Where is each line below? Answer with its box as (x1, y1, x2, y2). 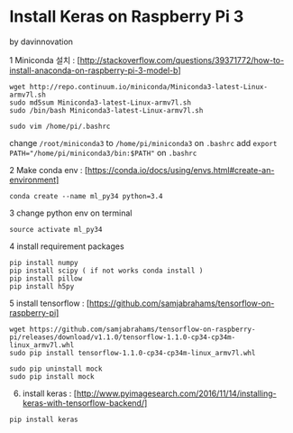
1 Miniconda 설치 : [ (9, 54, 81, 65)
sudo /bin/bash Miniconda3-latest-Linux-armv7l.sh (9, 106, 204, 115)
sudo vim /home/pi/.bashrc (9, 122, 111, 131)
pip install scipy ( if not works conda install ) (9, 266, 204, 275)
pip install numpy (9, 258, 78, 267)
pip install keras (9, 415, 78, 424)
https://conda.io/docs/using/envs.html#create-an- (87, 164, 275, 175)
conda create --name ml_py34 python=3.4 (9, 191, 164, 200)
